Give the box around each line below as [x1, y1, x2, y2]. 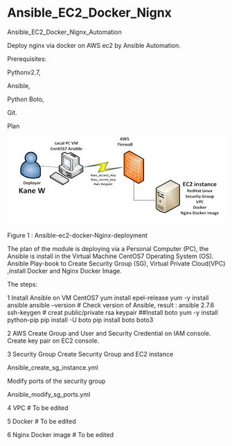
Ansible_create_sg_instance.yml [7, 363, 98, 372]
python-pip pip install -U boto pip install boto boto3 [7, 316, 154, 324]
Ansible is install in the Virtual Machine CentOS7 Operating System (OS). [7, 252, 214, 261]
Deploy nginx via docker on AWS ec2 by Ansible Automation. [7, 41, 181, 49]
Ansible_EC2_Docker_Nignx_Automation [7, 28, 123, 36]
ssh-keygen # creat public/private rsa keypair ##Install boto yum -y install [7, 309, 218, 317]
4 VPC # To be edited [7, 404, 69, 412]
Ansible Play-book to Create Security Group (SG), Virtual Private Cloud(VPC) [7, 259, 226, 268]
